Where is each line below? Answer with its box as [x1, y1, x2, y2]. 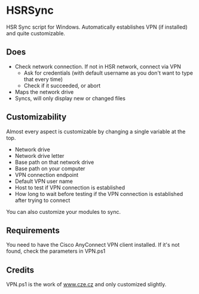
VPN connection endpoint [14, 171, 79, 178]
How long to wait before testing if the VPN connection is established [14, 190, 183, 197]
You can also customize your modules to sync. [6, 208, 121, 215]
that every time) [23, 75, 63, 82]
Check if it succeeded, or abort [23, 82, 101, 89]
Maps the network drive [14, 88, 74, 96]
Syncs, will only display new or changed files [14, 94, 125, 102]
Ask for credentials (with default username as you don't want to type [23, 69, 193, 76]
